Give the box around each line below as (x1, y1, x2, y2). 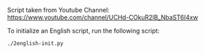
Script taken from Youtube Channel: (7, 6, 110, 14)
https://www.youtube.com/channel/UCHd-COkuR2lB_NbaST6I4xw (7, 13, 198, 21)
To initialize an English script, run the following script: (7, 27, 160, 35)
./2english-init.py (7, 40, 64, 47)
